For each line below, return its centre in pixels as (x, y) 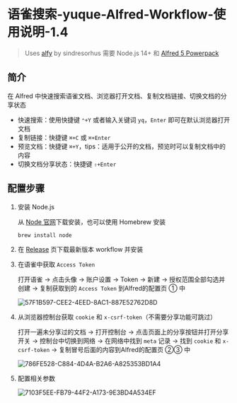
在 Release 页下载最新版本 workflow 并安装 (80, 250)
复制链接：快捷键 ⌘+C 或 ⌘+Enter (64, 137)
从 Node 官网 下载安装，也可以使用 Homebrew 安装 (92, 222)
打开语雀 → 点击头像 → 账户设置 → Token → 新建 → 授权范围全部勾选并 (121, 279)
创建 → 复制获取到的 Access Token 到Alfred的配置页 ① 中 (102, 288)
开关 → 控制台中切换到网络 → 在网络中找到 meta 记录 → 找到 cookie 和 (119, 341)
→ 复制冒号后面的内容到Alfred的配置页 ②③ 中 (121, 350)
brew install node (45, 235)
